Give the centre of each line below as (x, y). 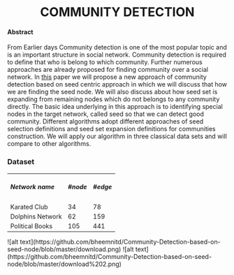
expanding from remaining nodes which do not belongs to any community (114, 99)
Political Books (31, 226)
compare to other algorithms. (49, 144)
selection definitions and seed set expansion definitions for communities (111, 129)
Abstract (20, 31)
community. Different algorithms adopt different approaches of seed (105, 121)
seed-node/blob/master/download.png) (64, 249)
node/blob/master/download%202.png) (65, 264)
